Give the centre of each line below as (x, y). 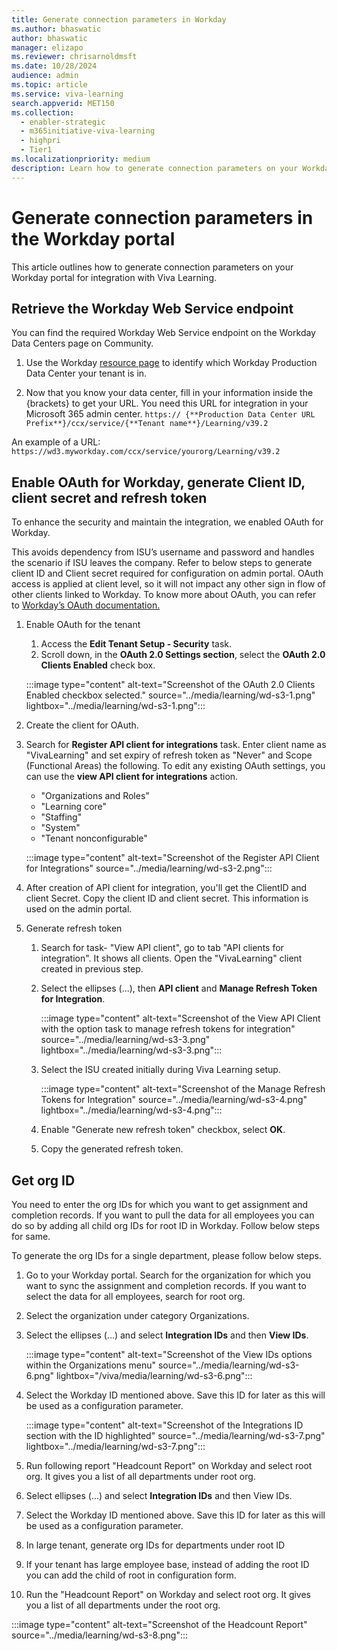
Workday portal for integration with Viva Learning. (114, 277)
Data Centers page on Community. (82, 343)
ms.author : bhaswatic (56, 29)
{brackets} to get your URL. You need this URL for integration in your (167, 403)
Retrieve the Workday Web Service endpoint (152, 308)
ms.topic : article (49, 85)
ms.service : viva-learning (67, 94)
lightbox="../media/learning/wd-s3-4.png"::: (131, 1110)
